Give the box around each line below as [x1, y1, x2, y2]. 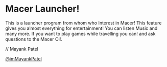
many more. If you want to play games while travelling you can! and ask [5, 30, 156, 37]
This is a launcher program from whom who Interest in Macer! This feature [5, 20, 162, 26]
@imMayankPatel [5, 55, 42, 61]
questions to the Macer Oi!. [5, 36, 63, 42]
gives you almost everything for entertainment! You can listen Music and [5, 25, 158, 31]
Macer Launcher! [5, 3, 80, 15]
